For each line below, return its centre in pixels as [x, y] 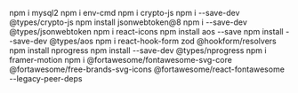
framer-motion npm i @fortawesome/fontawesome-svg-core [121, 60]
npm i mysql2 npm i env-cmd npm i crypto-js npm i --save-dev [125, 13]
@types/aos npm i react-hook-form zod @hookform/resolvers [163, 41]
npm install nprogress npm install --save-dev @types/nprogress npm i [138, 50]
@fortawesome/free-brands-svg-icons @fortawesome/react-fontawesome [147, 69]
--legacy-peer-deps [46, 78]
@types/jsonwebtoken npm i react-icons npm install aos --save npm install [146, 31]
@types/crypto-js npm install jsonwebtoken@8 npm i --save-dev [128, 22]
